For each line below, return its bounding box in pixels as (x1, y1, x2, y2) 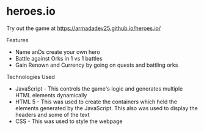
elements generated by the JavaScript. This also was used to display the (15, 104, 199, 111)
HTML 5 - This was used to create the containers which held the (15, 98, 178, 105)
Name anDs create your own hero (15, 48, 101, 56)
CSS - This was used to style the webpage (15, 118, 123, 125)
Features (6, 36, 29, 43)
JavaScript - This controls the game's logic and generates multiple (15, 84, 183, 92)
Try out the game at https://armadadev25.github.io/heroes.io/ (6, 24, 161, 32)
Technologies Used (6, 73, 55, 80)
